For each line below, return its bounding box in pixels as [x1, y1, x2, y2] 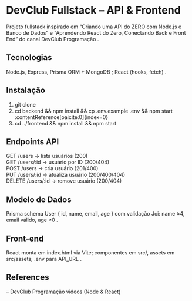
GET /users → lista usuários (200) [6, 153, 88, 160]
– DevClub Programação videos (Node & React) [6, 288, 121, 295]
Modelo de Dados [6, 194, 72, 204]
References [6, 272, 49, 283]
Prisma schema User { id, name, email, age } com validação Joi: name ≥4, [6, 210, 185, 217]
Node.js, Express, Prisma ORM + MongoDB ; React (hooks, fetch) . [6, 68, 167, 75]
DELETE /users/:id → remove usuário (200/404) [6, 177, 122, 184]
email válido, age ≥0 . [6, 216, 58, 224]
